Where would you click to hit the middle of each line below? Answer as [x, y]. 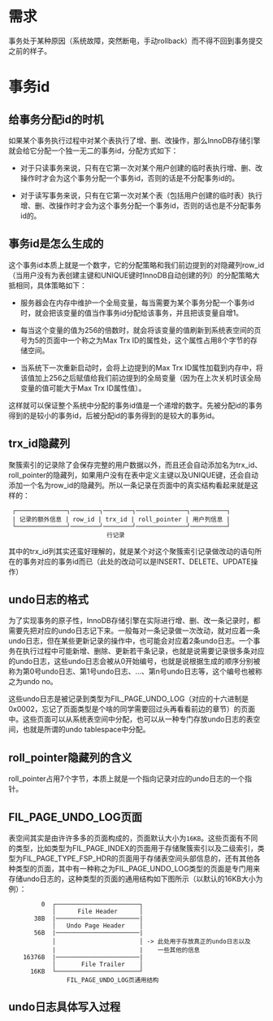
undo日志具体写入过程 [65, 1007]
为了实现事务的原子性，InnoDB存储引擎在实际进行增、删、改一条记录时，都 [134, 621]
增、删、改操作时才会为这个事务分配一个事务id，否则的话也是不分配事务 [141, 205]
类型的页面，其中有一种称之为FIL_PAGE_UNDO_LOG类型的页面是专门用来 [138, 868]
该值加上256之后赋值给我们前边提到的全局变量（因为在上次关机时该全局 [141, 377]
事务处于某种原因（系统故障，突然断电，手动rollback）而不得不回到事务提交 [136, 41]
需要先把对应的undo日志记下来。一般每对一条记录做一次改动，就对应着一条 [134, 630]
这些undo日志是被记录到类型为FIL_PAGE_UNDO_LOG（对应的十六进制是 [129, 699]
